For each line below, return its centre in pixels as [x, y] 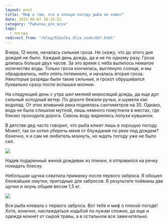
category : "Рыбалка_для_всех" [37, 24]
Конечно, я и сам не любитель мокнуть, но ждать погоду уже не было [81, 136]
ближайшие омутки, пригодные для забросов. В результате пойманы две [84, 181]
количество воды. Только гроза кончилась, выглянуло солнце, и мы [78, 68]
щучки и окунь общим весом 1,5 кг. [43, 186]
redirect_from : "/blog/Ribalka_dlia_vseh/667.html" [60, 38]
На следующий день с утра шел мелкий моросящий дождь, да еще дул [82, 94]
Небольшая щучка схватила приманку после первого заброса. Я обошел [84, 175]
